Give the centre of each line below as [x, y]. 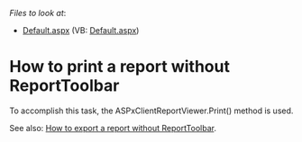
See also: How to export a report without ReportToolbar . [113, 128]
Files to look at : [38, 13]
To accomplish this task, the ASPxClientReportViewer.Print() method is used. [151, 111]
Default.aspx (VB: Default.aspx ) [81, 30]
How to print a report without [119, 67]
